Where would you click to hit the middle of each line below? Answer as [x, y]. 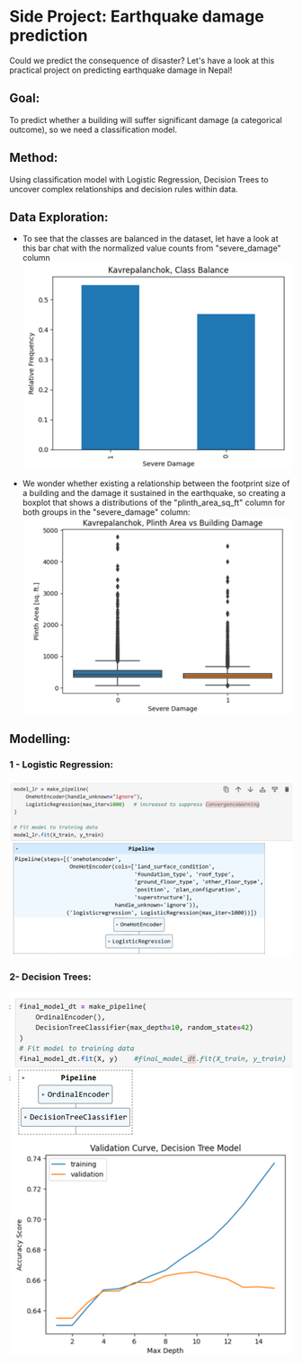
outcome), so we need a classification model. [93, 129]
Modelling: [40, 739]
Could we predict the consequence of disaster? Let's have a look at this [142, 60]
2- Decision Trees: [50, 977]
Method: [34, 158]
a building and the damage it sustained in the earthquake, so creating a [154, 492]
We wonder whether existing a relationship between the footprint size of [156, 483]
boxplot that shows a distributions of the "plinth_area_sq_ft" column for [154, 502]
